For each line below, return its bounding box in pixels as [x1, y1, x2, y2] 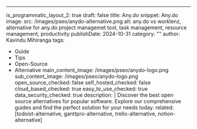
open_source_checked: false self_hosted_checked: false [14, 79, 151, 86]
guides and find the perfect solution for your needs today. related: [14, 104, 174, 111]
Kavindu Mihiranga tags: [6, 36, 65, 43]
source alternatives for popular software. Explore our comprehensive [14, 98, 182, 104]
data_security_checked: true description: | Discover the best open [14, 91, 174, 99]
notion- [158, 110, 176, 117]
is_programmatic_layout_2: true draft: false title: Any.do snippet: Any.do [6, 12, 179, 18]
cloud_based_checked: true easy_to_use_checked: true [14, 86, 148, 92]
